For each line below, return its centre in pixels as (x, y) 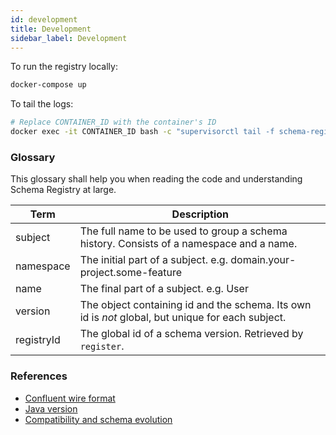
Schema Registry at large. (63, 190)
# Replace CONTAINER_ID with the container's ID (113, 122)
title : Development (51, 29)
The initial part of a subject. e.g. (153, 260)
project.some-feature (131, 273)
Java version (51, 408)
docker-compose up (48, 85)
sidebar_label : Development (69, 38)
